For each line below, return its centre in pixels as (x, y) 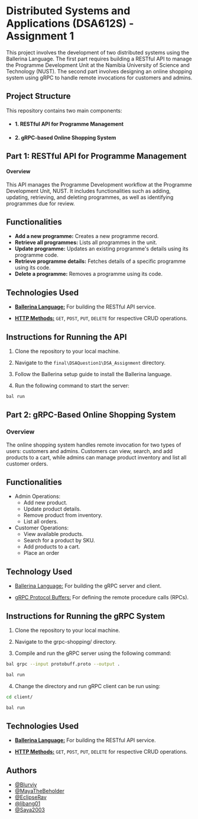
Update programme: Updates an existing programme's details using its (101, 249)
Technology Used (39, 572)
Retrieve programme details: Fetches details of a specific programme (100, 261)
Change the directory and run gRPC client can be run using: (87, 686)
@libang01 (27, 804)
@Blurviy (26, 785)
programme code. (37, 255)
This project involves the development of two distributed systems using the (98, 52)
